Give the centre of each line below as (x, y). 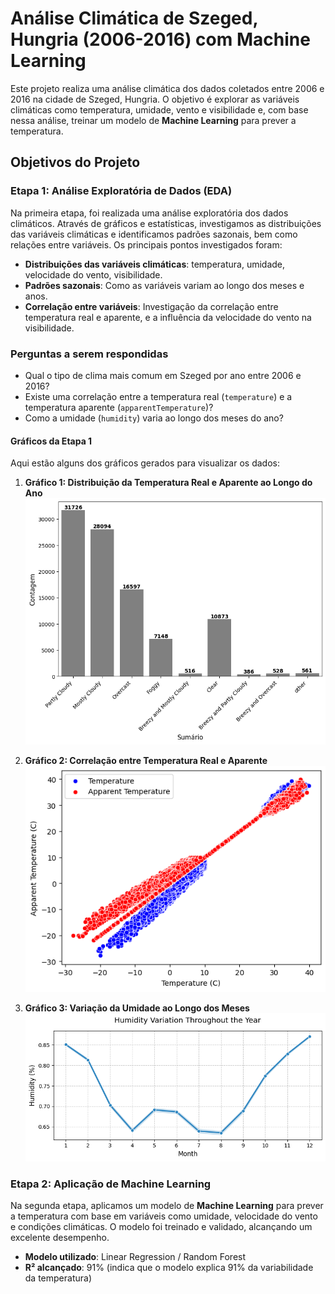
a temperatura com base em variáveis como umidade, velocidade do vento (164, 1216)
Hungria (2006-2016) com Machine (160, 39)
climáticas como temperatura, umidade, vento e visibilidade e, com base (159, 109)
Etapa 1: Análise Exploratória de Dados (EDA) (121, 191)
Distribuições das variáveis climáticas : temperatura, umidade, (155, 264)
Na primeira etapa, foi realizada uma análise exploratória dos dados (149, 213)
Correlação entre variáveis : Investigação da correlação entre (151, 306)
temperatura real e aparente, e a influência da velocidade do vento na (168, 317)
